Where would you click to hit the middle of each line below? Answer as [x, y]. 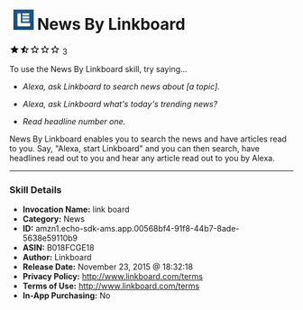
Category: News [54, 219]
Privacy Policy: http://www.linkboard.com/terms [113, 277]
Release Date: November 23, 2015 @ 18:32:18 [108, 267]
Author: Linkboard [57, 258]
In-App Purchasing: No [66, 296]
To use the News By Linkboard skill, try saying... [98, 68]
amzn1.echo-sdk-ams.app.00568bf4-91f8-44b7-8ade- [138, 229]
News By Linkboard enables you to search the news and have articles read [148, 139]
